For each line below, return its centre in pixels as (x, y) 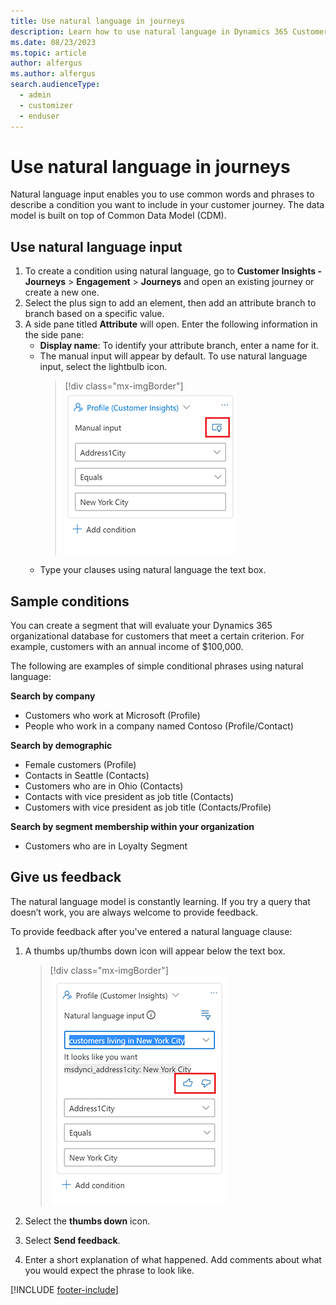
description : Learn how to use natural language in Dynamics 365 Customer (169, 31)
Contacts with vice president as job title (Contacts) (129, 797)
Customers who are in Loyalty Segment (106, 846)
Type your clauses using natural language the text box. (153, 570)
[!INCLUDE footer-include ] (64, 1289)
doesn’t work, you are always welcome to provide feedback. (134, 912)
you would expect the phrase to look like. (109, 1270)
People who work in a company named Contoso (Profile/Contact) (159, 726)
